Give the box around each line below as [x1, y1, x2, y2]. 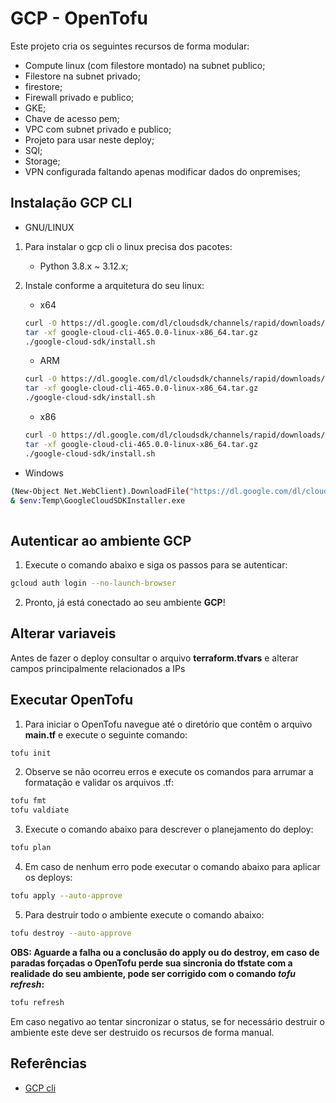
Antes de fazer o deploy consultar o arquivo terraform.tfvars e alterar [10, 652, 299, 664]
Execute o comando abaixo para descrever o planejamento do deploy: [24, 823, 314, 836]
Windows [24, 467, 64, 479]
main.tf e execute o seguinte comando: [24, 728, 188, 741]
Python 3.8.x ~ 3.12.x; [39, 260, 129, 272]
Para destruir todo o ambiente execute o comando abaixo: [24, 908, 265, 921]
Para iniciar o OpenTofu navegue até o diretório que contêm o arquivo [24, 718, 313, 730]
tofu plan [10, 843, 52, 853]
